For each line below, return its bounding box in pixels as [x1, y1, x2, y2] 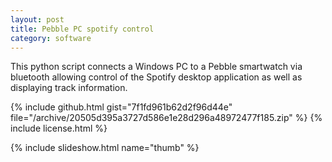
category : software [10, 33, 92, 43]
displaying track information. [10, 82, 128, 94]
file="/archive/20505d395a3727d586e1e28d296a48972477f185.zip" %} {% [10, 112, 323, 124]
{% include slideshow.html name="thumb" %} [10, 142, 200, 154]
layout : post [10, 14, 65, 25]
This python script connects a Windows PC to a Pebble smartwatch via [10, 61, 303, 73]
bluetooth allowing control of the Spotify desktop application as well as [10, 71, 303, 83]
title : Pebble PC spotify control [10, 24, 155, 34]
